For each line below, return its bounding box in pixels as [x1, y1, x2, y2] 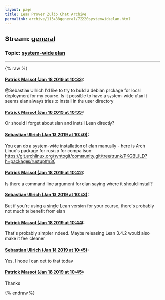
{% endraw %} [5, 290, 35, 296]
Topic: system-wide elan [5, 49, 65, 56]
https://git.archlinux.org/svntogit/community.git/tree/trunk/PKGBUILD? [5, 153, 147, 159]
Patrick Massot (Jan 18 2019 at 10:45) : [5, 269, 85, 275]
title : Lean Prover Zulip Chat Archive [5, 12, 87, 17]
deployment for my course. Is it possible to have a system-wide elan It [5, 93, 147, 99]
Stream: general [5, 35, 55, 43]
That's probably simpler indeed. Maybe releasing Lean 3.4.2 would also [5, 230, 150, 236]
